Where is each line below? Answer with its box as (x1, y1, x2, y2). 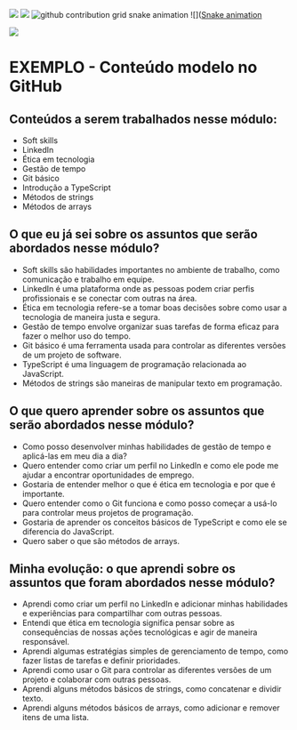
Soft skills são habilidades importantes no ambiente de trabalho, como (21, 264, 280, 275)
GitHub (9, 76, 62, 97)
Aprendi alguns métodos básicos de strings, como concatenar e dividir (21, 684, 282, 694)
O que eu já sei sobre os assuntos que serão (9, 227, 258, 242)
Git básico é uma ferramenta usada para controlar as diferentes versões (21, 340, 286, 350)
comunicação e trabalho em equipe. (21, 274, 155, 285)
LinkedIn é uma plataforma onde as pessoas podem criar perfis (21, 283, 255, 293)
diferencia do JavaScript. (21, 525, 115, 537)
